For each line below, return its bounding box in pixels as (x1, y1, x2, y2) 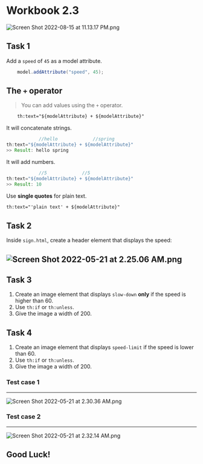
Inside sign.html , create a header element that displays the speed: (6, 237, 172, 244)
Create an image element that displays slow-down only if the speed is (14, 291, 186, 298)
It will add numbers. (6, 158, 56, 165)
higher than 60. (14, 297, 53, 304)
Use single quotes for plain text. (6, 192, 87, 200)
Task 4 (6, 327, 32, 338)
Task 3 (6, 275, 32, 285)
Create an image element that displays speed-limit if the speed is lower (14, 344, 195, 351)
